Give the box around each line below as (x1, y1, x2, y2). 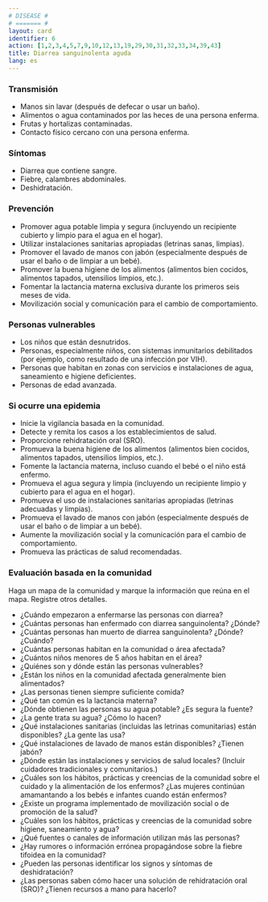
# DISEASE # (8, 11, 48, 20)
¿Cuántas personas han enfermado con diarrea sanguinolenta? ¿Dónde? (19, 618, 260, 628)
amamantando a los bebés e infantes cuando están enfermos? (19, 790, 228, 800)
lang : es (8, 57, 38, 65)
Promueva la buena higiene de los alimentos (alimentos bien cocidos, (19, 445, 250, 454)
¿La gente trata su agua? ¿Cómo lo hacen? (19, 712, 162, 722)
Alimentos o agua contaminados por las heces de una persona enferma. (19, 111, 259, 120)
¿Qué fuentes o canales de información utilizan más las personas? (19, 833, 240, 842)
